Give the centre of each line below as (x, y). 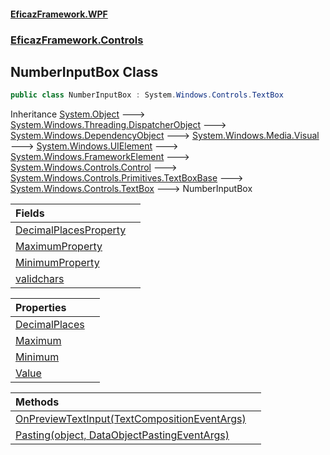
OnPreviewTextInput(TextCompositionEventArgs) (131, 419)
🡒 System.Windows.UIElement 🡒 (94, 146)
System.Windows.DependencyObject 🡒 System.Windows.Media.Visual (165, 136)
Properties (41, 308)
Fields (30, 213)
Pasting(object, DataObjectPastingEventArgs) (122, 435)
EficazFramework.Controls (77, 40)
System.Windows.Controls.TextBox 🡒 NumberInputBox (131, 189)
